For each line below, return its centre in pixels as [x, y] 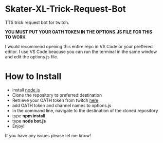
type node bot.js [29, 121]
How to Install [33, 77]
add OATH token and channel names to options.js [62, 105]
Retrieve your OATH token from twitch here [55, 100]
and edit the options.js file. [32, 56]
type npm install [29, 116]
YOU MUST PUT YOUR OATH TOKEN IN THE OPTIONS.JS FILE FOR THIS [79, 32]
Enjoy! [18, 126]
